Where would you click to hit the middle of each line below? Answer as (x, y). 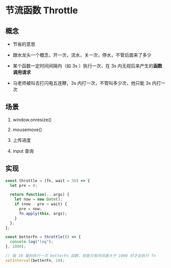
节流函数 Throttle (42, 10)
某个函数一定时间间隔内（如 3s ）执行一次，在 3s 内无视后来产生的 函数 (87, 66)
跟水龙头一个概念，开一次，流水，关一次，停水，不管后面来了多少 (82, 55)
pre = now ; (30, 209)
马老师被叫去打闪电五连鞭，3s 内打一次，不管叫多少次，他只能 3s (82, 83)
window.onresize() (32, 119)
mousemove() (27, 129)
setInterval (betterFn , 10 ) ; (35, 260)
